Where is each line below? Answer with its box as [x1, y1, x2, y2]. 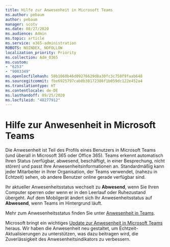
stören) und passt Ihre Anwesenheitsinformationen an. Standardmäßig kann [5, 163, 164, 170]
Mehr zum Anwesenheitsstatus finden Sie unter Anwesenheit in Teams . [5, 210, 155, 216]
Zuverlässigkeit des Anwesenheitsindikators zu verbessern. [5, 236, 131, 242]
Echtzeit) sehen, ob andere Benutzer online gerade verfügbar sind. [5, 174, 146, 180]
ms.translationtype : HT [5, 83, 56, 88]
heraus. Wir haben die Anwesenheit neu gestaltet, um [5, 225, 118, 232]
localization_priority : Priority [5, 50, 77, 55]
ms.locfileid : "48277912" [5, 97, 60, 102]
